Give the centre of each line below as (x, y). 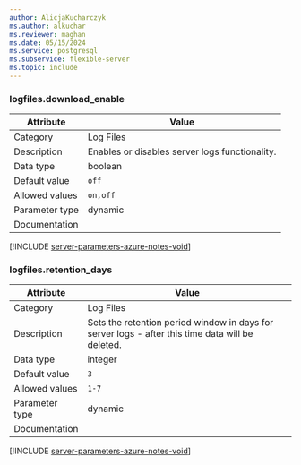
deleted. (105, 345)
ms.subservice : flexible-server (69, 59)
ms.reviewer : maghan (48, 34)
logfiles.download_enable (67, 99)
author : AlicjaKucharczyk (57, 17)
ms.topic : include (43, 68)
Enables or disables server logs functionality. (182, 151)
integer (103, 359)
